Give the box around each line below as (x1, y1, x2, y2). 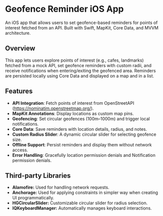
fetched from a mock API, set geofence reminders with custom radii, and (5, 62, 152, 68)
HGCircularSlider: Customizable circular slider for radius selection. (12, 200, 148, 206)
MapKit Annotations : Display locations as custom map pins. (12, 110, 134, 116)
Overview (5, 44, 36, 52)
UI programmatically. (12, 195, 55, 201)
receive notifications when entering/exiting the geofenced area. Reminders (5, 68, 156, 73)
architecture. (5, 30, 31, 36)
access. (12, 147, 28, 153)
